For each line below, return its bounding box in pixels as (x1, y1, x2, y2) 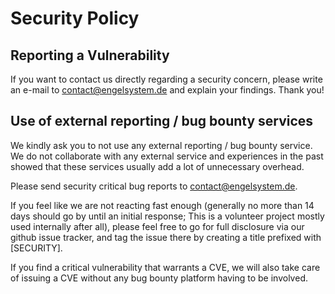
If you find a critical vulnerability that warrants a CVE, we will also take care (10, 261, 321, 273)
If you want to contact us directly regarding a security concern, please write (10, 73, 323, 85)
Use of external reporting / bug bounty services (10, 113, 314, 130)
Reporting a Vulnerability (10, 47, 170, 64)
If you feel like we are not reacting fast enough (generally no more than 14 (10, 199, 315, 211)
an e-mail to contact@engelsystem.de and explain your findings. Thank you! (10, 84, 325, 96)
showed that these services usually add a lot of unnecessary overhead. (10, 160, 305, 172)
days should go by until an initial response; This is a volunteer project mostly (10, 210, 325, 222)
